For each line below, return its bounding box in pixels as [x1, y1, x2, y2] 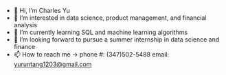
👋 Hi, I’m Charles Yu [13, 7, 70, 14]
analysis [13, 21, 38, 29]
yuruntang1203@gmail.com [13, 60, 92, 68]
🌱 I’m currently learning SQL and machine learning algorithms [13, 28, 188, 36]
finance [13, 43, 36, 50]
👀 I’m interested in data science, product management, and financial [13, 14, 207, 22]
